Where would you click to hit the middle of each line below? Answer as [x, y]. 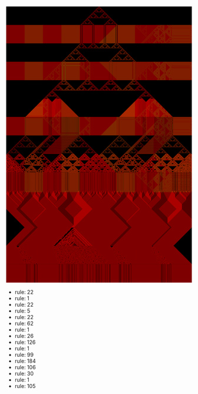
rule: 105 [25, 386]
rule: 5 [22, 311]
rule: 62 [24, 324]
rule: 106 [25, 367]
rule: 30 [24, 374]
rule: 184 [25, 361]
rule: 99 [24, 355]
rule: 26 [24, 336]
